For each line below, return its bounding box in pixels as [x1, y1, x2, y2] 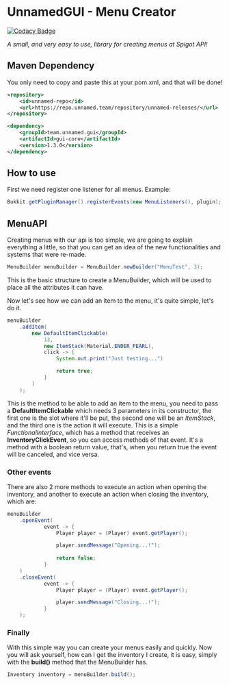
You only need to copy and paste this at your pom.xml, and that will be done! [7, 78, 223, 86]
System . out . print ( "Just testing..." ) [55, 356, 164, 362]
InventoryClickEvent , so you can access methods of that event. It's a [7, 436, 204, 444]
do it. [7, 304, 22, 312]
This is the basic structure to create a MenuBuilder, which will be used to [7, 276, 212, 284]
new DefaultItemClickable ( [31, 329, 109, 336]
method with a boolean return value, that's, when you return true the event [7, 443, 217, 451]
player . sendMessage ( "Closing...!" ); [55, 599, 161, 606]
